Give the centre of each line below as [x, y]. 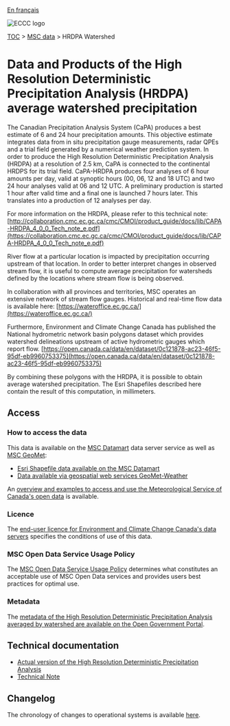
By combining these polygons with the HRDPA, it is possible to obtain [105, 376]
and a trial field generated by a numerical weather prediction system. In [108, 149]
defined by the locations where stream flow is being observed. [95, 278]
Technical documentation [63, 645]
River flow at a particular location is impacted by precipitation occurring [108, 256]
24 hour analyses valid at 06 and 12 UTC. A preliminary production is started [115, 186]
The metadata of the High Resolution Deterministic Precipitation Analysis [110, 617]
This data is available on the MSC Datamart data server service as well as [111, 447]
